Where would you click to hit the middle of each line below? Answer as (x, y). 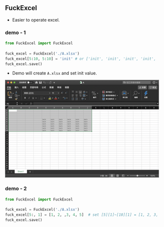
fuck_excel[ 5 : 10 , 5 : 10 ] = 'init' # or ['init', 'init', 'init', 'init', (81, 59)
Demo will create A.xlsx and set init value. (54, 73)
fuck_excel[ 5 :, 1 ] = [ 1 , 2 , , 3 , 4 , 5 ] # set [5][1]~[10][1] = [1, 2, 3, (82, 215)
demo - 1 (15, 32)
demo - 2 (16, 189)
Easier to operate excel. (36, 20)
